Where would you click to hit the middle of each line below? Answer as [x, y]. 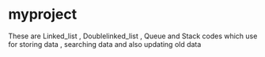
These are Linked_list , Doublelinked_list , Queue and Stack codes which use [133, 36]
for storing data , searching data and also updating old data [105, 44]
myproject [43, 14]
